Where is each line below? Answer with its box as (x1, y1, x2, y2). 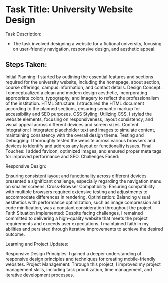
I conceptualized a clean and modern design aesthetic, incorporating (5, 89, 148, 96)
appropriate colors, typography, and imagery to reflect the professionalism (5, 95, 159, 101)
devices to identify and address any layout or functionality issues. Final (5, 143, 152, 149)
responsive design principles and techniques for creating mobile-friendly (5, 256, 156, 262)
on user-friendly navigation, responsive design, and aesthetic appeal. (12, 46, 156, 52)
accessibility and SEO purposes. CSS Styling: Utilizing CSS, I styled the (5, 111, 152, 117)
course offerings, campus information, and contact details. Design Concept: (5, 84, 162, 90)
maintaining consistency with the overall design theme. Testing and (5, 132, 144, 138)
